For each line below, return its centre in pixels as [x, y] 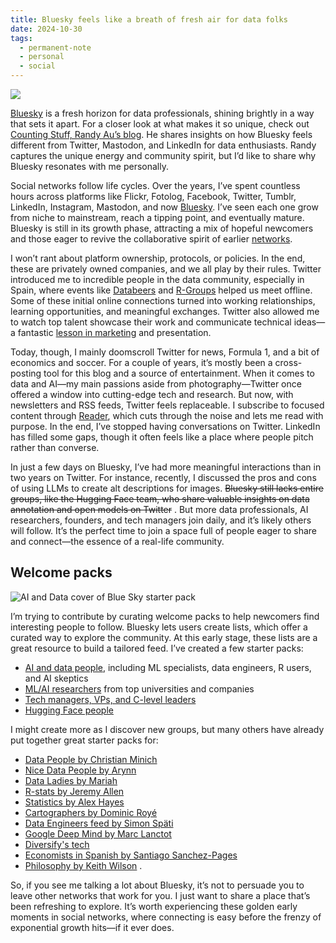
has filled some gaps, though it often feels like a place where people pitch [162, 437]
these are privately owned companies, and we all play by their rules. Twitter [166, 269]
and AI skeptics [56, 678]
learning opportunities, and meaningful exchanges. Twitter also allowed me [165, 311]
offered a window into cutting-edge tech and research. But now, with [152, 394]
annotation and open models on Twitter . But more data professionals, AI [159, 509]
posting [26, 373]
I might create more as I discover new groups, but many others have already [167, 729]
